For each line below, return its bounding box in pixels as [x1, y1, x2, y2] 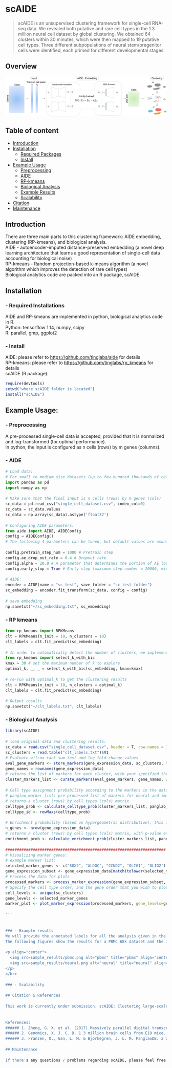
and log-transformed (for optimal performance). [5, 438, 106, 444]
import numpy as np [5, 485, 47, 490]
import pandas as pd [5, 480, 50, 485]
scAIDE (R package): [5, 371, 49, 377]
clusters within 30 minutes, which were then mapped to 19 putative [17, 36, 160, 42]
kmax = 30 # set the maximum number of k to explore [5, 661, 120, 666]
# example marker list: [5, 858, 56, 863]
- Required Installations [5, 302, 65, 309]
